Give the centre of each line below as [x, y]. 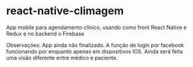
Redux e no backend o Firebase [45, 33]
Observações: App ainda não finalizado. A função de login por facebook [95, 45]
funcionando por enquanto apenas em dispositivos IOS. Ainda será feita [95, 51]
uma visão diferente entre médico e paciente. [62, 58]
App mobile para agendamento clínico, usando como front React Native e [96, 27]
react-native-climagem [65, 11]
